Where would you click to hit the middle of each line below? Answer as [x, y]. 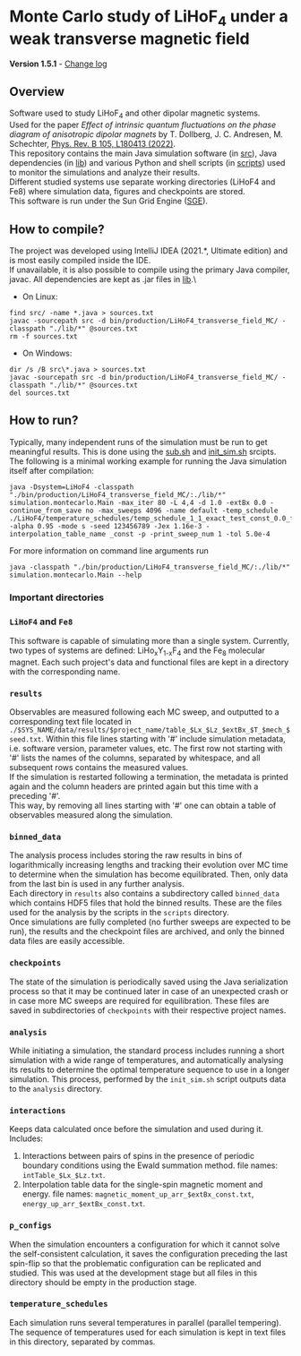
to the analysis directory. [56, 1088]
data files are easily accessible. [67, 941]
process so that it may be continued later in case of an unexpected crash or [149, 991]
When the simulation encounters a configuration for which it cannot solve [145, 1244]
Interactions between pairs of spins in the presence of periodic [138, 1156]
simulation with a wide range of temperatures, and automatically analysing [146, 1060]
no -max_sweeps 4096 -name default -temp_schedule [182, 511]
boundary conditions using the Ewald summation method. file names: [150, 1165]
